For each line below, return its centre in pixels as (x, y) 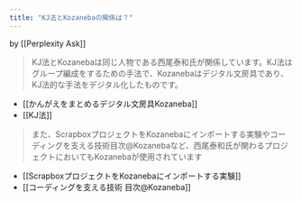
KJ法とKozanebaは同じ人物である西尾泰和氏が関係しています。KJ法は (162, 62)
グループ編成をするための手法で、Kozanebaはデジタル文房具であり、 (160, 73)
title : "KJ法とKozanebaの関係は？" (71, 18)
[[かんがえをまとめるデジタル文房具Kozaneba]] (110, 104)
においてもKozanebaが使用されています (129, 156)
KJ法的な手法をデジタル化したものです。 (107, 84)
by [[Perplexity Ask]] (48, 43)
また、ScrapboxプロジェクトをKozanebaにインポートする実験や (150, 134)
